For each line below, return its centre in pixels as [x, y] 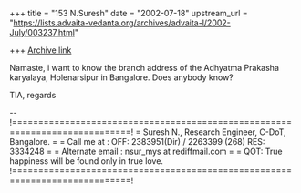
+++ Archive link [41, 50]
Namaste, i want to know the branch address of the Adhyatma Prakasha [145, 68]
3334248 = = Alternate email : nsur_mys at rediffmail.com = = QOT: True [146, 151]
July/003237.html [42, 32]
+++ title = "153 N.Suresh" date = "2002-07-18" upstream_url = [129, 13]
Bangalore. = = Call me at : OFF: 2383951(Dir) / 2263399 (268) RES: [137, 142]
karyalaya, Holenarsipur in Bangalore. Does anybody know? [122, 77]
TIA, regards [33, 95]
